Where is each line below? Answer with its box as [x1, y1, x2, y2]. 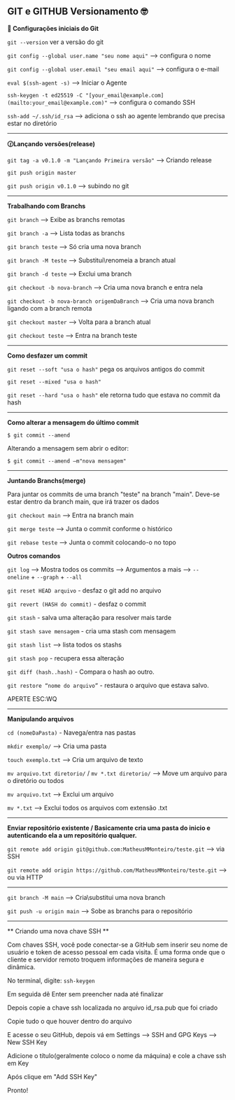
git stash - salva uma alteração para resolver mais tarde [7, 613, 172, 621]
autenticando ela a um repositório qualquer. [7, 831, 138, 839]
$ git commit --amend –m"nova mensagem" [7, 458, 127, 465]
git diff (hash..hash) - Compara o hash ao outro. [7, 668, 155, 676]
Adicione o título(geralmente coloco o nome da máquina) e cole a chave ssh [7, 1051, 227, 1059]
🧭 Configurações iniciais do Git [7, 24, 99, 32]
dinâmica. [7, 962, 36, 971]
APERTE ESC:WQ [7, 694, 57, 703]
